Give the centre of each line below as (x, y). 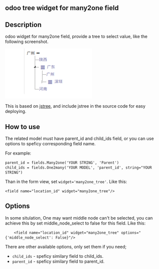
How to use (23, 127)
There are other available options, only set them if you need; (66, 247)
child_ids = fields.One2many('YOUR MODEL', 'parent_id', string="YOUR (79, 168)
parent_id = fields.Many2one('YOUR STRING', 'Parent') (62, 163)
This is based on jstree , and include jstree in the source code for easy (75, 106)
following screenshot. (27, 42)
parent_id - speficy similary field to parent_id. (58, 261)
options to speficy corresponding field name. (50, 144)
